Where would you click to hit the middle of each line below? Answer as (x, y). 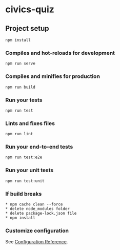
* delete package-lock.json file (41, 214)
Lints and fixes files (30, 123)
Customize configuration (37, 231)
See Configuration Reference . (37, 242)
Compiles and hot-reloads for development (60, 53)
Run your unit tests (29, 170)
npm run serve (21, 64)
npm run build (21, 87)
